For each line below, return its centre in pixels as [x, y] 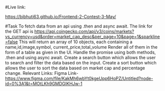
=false [12, 42]
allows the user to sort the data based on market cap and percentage [75, 68]
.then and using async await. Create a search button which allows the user [81, 58]
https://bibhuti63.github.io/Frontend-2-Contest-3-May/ [61, 16]
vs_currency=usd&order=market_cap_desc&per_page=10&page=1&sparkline [82, 37]
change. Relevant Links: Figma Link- [42, 73]
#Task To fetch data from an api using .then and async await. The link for [79, 26]
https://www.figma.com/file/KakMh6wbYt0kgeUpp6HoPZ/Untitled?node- [79, 78]
